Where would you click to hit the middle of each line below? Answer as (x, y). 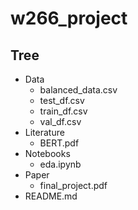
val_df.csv (60, 121)
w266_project (69, 18)
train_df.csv (63, 111)
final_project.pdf (73, 185)
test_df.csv (62, 100)
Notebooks (47, 153)
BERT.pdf (59, 143)
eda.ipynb (60, 164)
